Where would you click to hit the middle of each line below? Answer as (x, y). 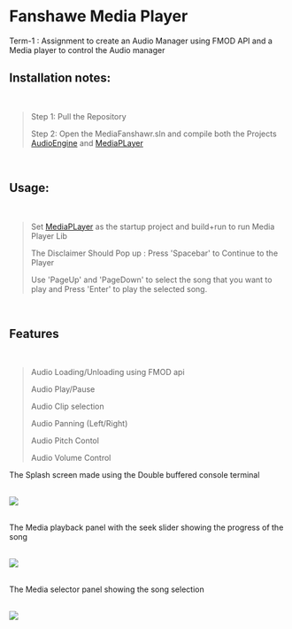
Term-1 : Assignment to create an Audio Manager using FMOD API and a (141, 41)
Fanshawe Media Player (99, 16)
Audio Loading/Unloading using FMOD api (108, 372)
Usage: (30, 188)
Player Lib (49, 235)
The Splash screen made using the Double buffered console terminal (134, 475)
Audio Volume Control (71, 458)
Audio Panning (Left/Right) (79, 424)
